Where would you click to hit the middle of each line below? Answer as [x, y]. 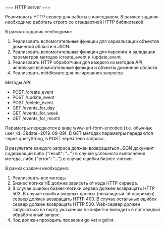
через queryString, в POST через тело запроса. [55, 139]
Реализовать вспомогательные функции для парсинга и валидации [84, 52]
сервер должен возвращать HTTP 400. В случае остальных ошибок [84, 199]
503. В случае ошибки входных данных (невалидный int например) [83, 194]
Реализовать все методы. [40, 178]
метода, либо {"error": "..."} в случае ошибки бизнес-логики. [69, 159]
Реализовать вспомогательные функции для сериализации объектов [86, 41]
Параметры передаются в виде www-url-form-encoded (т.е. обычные [79, 128]
